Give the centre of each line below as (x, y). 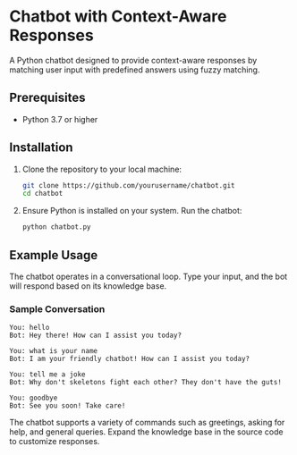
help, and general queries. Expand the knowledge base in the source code (146, 432)
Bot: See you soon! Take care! (68, 406)
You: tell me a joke (48, 375)
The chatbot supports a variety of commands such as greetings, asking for (147, 423)
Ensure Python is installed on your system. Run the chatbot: (132, 211)
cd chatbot (42, 194)
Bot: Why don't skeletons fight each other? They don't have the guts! (145, 383)
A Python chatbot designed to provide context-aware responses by (133, 60)
